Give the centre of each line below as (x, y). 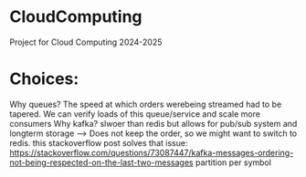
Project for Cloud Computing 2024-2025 (86, 42)
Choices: (44, 79)
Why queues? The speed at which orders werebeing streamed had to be (146, 104)
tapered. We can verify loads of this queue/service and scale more (135, 114)
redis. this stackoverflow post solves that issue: (99, 142)
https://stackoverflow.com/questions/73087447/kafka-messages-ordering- (152, 152)
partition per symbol (233, 162)
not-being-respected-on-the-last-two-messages (101, 162)
